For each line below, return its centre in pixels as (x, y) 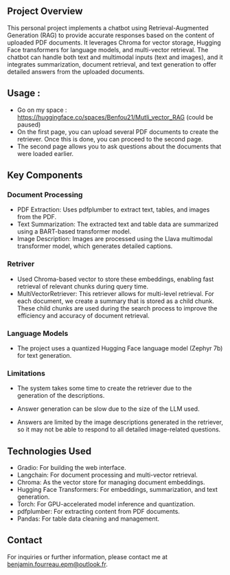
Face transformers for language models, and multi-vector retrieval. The (108, 49)
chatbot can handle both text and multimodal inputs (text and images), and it (115, 57)
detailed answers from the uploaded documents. (76, 71)
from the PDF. (37, 217)
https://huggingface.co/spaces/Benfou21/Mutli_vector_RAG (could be (115, 117)
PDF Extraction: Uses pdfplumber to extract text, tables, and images (113, 210)
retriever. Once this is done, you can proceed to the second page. (110, 139)
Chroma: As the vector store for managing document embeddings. (111, 482)
